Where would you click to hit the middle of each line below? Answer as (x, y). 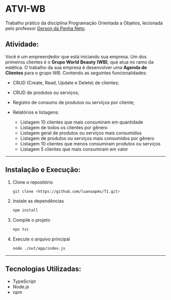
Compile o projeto (31, 220)
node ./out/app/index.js (39, 249)
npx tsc (21, 229)
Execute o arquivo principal (41, 239)
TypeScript (24, 281)
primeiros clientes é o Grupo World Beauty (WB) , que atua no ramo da (79, 62)
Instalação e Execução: (43, 170)
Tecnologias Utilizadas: (43, 269)
